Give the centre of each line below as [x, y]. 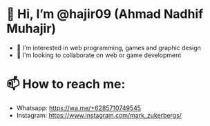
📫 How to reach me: [66, 84]
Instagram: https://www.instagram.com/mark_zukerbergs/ [99, 115]
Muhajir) [31, 29]
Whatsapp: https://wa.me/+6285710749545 [79, 108]
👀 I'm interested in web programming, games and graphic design [109, 48]
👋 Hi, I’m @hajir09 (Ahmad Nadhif [105, 14]
